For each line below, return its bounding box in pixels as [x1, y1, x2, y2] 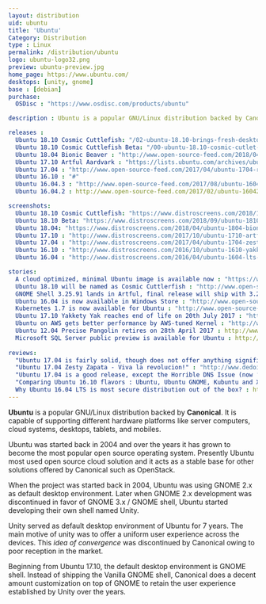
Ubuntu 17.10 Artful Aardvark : [15, 158, 123, 166]
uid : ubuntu [8, 19, 47, 27]
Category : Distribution [8, 33, 87, 42]
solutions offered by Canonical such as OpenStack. [8, 464, 176, 474]
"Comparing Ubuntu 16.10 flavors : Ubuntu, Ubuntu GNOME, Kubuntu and [15, 378, 253, 387]
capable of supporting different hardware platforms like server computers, [8, 415, 251, 425]
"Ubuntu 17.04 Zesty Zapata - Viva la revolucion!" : [15, 364, 196, 372]
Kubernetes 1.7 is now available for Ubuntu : [15, 304, 172, 313]
